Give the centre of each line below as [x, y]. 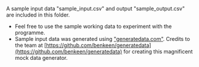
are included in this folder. [38, 15]
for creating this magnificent [158, 52]
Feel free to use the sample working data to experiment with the [93, 26]
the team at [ [30, 45]
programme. [30, 33]
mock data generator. [41, 58]
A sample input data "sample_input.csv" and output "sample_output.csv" [96, 9]
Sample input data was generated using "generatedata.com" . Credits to [102, 39]
